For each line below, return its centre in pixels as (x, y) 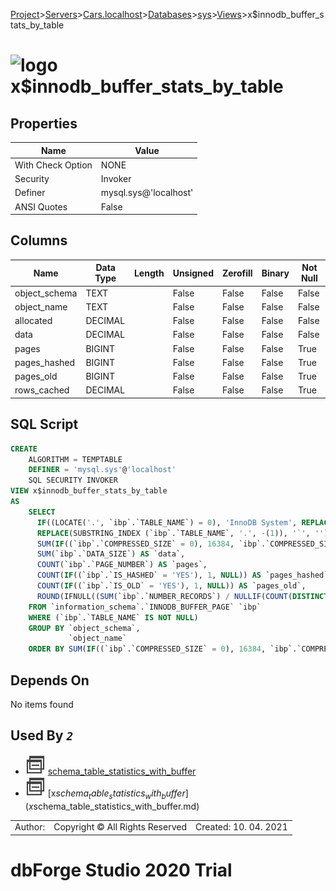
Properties (44, 123)
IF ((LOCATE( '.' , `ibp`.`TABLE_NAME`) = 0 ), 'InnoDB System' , (167, 522)
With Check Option (53, 165)
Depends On (50, 680)
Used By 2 (42, 735)
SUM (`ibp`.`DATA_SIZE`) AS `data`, (111, 554)
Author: (30, 827)
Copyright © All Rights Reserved (120, 827)
